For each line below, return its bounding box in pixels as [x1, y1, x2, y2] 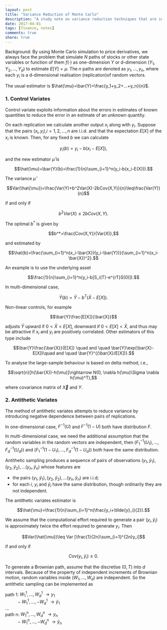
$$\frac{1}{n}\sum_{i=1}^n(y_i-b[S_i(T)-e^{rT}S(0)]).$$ [27, 274, 140, 280]
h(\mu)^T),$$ [70, 374, 97, 380]
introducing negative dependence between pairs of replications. [5, 413, 137, 419]
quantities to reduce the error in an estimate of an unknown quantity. [5, 112, 146, 118]
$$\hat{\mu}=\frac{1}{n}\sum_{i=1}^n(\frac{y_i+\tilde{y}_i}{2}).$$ [17, 507, 150, 513]
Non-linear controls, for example [5, 304, 72, 310]
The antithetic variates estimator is [5, 497, 76, 503]
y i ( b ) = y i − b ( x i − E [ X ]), [59, 145, 108, 152]
